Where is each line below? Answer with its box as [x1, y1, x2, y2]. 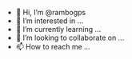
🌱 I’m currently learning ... [15, 25, 102, 33]
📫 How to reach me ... [15, 42, 90, 51]
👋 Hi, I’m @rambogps [15, 8, 86, 17]
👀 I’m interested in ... [15, 16, 84, 26]
